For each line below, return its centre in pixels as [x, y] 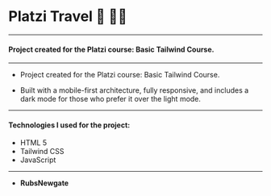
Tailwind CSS [42, 152]
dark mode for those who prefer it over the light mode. [110, 99]
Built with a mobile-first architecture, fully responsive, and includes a [134, 90]
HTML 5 [33, 143]
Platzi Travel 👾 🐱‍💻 [68, 17]
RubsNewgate [44, 183]
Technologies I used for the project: [69, 125]
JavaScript [38, 160]
